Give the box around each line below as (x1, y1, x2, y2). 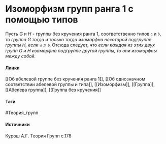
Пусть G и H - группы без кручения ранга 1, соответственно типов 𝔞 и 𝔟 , (5, 31, 161, 37)
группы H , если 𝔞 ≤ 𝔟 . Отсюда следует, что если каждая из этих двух (5, 42, 155, 48)
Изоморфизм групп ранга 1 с (5, 3, 134, 15)
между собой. (5, 53, 36, 59)
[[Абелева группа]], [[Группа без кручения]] (5, 87, 102, 93)
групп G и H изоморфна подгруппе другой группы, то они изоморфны (5, 47, 157, 53)
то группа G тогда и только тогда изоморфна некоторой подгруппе (5, 36, 152, 42)
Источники (5, 121, 30, 127)
